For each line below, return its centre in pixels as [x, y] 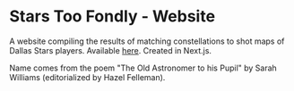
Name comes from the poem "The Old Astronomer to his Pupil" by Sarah [143, 68]
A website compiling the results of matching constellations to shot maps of [147, 41]
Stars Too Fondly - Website [112, 17]
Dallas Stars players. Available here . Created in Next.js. [111, 50]
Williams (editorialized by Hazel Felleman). [87, 77]
